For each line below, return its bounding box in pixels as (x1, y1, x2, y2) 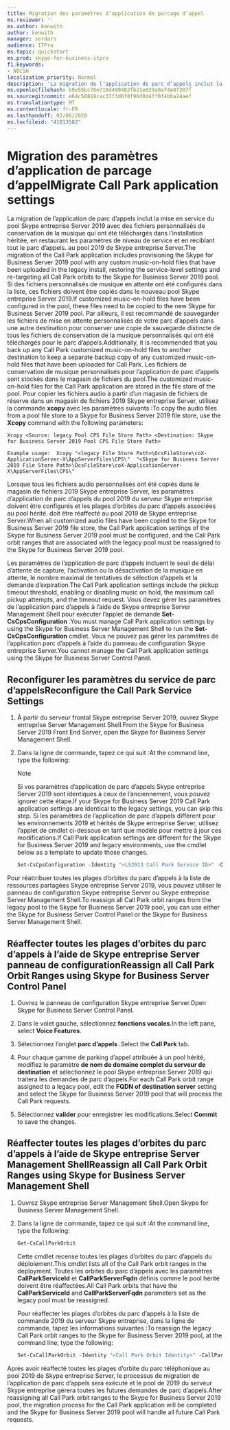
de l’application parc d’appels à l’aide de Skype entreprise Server (7, 603, 191, 611)
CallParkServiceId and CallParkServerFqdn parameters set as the (16, 1289, 207, 1297)
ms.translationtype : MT (7, 100, 76, 106)
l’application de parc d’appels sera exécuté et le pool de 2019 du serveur (7, 1379, 213, 1387)
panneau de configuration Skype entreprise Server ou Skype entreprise (7, 888, 209, 897)
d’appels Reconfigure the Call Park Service (7, 684, 192, 696)
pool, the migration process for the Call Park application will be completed (7, 1400, 217, 1409)
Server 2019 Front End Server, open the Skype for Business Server (16, 728, 206, 737)
